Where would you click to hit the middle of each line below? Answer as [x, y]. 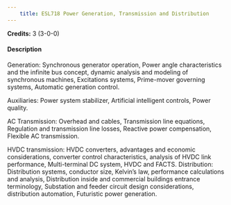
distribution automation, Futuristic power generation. [82, 194]
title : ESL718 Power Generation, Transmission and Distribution [114, 14]
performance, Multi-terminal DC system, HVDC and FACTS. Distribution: [110, 164]
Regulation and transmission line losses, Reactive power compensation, [109, 129]
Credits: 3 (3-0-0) [34, 33]
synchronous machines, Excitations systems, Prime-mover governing [106, 79]
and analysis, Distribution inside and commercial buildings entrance [104, 179]
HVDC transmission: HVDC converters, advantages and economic [101, 149]
